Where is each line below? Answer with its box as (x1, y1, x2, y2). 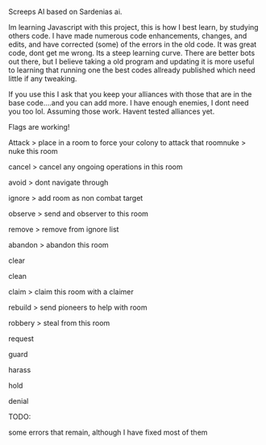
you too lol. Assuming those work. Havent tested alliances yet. (8, 106, 215, 116)
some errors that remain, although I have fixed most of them (8, 427, 208, 437)
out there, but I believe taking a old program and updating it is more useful (8, 56, 255, 66)
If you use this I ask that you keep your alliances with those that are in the (8, 89, 252, 99)
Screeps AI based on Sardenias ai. (8, 7, 123, 16)
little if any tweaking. (8, 74, 77, 83)
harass (8, 365, 31, 374)
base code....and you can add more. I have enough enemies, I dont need (8, 98, 249, 107)
